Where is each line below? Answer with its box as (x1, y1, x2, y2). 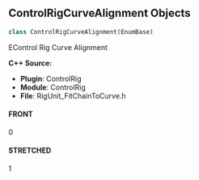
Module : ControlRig (19, 82, 87, 92)
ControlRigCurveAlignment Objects (8, 6, 192, 20)
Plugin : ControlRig (19, 73, 82, 83)
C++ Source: (8, 58, 53, 68)
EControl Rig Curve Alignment (8, 42, 108, 52)
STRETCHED (8, 145, 52, 156)
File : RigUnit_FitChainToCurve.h (19, 90, 127, 100)
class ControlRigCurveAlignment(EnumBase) (8, 27, 154, 36)
